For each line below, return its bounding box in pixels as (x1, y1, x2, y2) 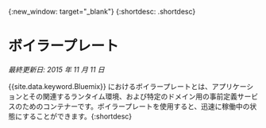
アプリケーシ (211, 81, 254, 91)
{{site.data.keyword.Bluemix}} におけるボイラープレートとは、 (8, 81, 213, 91)
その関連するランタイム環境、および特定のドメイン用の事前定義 (29, 91, 238, 101)
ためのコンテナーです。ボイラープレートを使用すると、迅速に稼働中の (21, 101, 250, 111)
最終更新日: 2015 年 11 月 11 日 (8, 64, 105, 74)
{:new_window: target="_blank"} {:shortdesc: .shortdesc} (8, 7, 196, 16)
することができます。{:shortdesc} (22, 111, 133, 121)
